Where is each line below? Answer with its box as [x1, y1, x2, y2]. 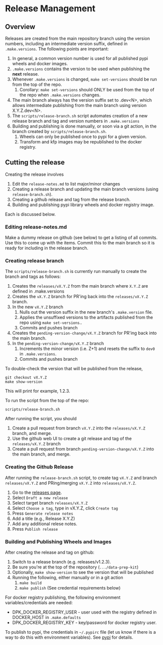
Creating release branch [5, 257, 64, 264]
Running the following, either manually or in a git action [12, 575, 123, 580]
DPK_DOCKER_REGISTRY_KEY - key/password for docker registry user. [12, 619, 157, 625]
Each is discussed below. [5, 211, 56, 217]
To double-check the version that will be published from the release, [5, 366, 143, 372]
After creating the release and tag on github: [5, 549, 94, 555]
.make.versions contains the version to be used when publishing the [12, 66, 150, 72]
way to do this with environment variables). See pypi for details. [5, 634, 134, 640]
